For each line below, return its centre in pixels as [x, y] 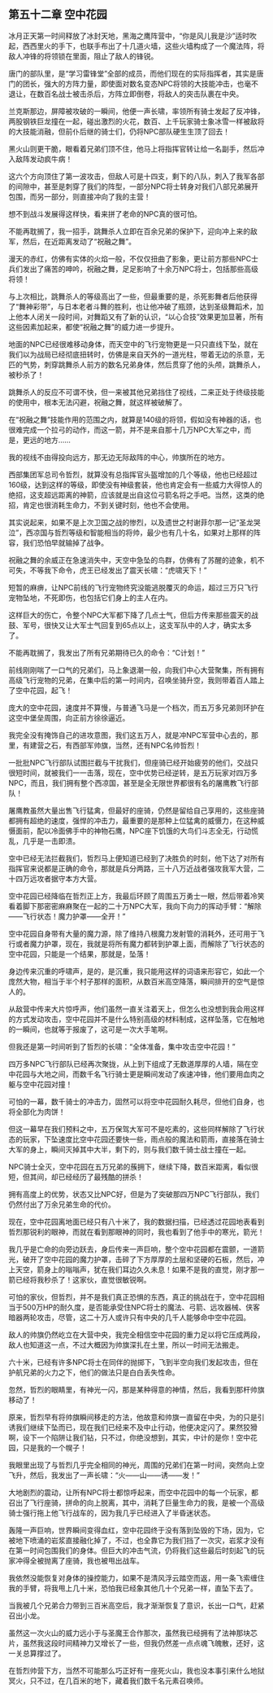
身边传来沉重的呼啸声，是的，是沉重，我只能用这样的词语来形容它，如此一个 [136, 971]
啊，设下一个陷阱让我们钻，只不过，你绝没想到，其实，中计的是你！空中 [129, 1437]
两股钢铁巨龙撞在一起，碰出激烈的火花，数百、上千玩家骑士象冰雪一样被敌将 [136, 121]
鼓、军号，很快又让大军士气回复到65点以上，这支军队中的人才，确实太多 [130, 625]
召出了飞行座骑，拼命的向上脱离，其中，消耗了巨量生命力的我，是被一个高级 [136, 1502]
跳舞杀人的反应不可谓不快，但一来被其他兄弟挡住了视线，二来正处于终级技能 [136, 392]
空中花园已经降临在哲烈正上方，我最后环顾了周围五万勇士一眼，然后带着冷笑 [136, 896]
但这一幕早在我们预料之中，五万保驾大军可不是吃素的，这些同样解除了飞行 [133, 1129]
